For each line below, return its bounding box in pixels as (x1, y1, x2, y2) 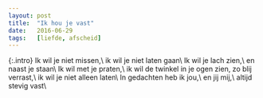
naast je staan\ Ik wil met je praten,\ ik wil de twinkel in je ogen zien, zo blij (8, 65, 253, 74)
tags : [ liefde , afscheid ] (8, 33, 102, 42)
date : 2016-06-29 (8, 26, 73, 34)
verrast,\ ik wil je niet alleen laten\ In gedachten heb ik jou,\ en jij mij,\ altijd (8, 73, 253, 82)
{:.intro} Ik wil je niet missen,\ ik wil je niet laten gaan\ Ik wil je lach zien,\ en (8, 56, 255, 65)
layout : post (8, 11, 52, 20)
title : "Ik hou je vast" (8, 19, 94, 27)
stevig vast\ (8, 81, 47, 91)
